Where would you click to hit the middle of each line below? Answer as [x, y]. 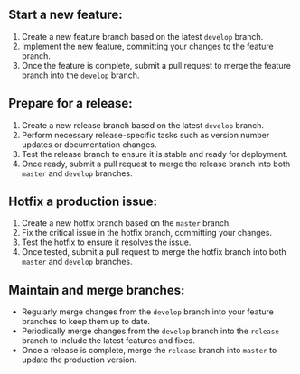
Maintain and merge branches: [97, 290]
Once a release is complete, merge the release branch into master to [149, 351]
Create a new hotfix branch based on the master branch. [126, 223]
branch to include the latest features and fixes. [108, 341]
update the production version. [79, 360]
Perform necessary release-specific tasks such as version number [145, 135]
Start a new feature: [66, 15]
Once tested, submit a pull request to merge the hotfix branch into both [154, 252]
